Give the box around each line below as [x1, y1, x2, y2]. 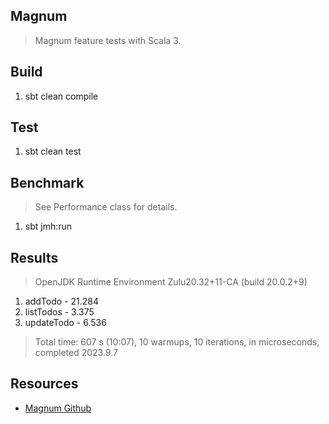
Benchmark [10, 174, 85, 191]
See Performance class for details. [34, 201, 178, 213]
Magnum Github [24, 402, 92, 414]
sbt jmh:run [24, 220, 73, 233]
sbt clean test [24, 145, 82, 158]
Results [10, 249, 59, 266]
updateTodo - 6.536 [24, 317, 107, 329]
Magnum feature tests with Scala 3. [34, 34, 182, 46]
